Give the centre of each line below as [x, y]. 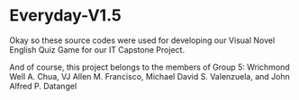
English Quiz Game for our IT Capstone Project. [97, 49]
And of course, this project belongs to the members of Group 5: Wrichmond [149, 67]
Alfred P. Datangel [43, 86]
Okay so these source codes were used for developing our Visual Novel [142, 40]
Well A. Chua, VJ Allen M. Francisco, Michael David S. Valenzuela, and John [150, 76]
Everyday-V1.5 [65, 16]
